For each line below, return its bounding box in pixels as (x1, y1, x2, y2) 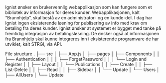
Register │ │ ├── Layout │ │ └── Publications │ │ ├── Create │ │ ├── (5, 62, 153, 67)
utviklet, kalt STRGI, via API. (5, 41, 62, 47)
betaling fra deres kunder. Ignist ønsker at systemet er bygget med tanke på (5, 25, 161, 31)
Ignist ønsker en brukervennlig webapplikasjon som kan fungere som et (5, 4, 152, 10)
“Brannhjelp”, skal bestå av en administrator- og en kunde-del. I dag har (5, 15, 153, 20)
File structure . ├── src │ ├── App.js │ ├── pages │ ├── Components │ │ (5, 51, 160, 57)
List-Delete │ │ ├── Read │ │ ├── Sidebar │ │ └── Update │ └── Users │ (5, 67, 160, 73)
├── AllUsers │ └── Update (5, 72, 64, 78)
